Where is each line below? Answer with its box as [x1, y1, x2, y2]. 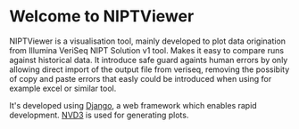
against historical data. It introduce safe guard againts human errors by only [9, 54, 288, 65]
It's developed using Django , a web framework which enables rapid [9, 100, 257, 110]
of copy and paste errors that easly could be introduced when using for [9, 73, 272, 84]
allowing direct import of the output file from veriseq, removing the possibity [9, 64, 290, 75]
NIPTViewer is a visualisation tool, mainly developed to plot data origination [9, 36, 287, 46]
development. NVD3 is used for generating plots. [9, 109, 189, 120]
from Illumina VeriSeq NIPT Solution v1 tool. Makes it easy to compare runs [9, 44, 284, 55]
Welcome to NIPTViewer [9, 6, 195, 27]
